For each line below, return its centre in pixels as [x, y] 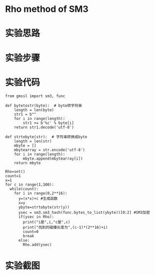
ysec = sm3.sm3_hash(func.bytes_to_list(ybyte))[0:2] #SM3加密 [84, 212]
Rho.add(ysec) [37, 245]
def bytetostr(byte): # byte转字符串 [44, 106]
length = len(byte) [34, 110]
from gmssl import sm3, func [35, 96]
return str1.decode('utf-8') [44, 127]
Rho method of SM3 [47, 9]
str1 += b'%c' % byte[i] [49, 123]
